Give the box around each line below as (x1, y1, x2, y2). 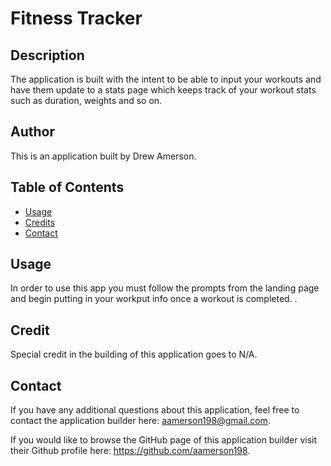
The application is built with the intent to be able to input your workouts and (10, 73, 322, 85)
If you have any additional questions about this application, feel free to (10, 404, 300, 416)
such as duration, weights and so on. (10, 95, 163, 106)
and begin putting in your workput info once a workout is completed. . (10, 293, 298, 305)
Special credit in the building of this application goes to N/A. (10, 348, 258, 361)
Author (10, 123, 55, 141)
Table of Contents (10, 179, 125, 196)
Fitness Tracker (10, 7, 143, 30)
